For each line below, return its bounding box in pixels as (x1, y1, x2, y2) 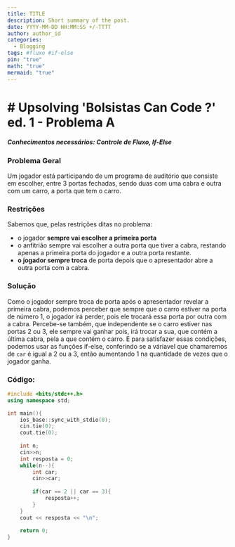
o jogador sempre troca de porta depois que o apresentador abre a (17, 256, 213, 264)
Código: (7, 374, 35, 384)
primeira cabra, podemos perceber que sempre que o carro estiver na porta (7, 304, 227, 313)
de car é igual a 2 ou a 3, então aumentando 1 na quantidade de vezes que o (7, 349, 228, 358)
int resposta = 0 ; (20, 455, 74, 463)
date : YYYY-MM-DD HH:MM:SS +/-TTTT (7, 23, 112, 30)
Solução (7, 281, 36, 291)
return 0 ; (20, 527, 49, 534)
